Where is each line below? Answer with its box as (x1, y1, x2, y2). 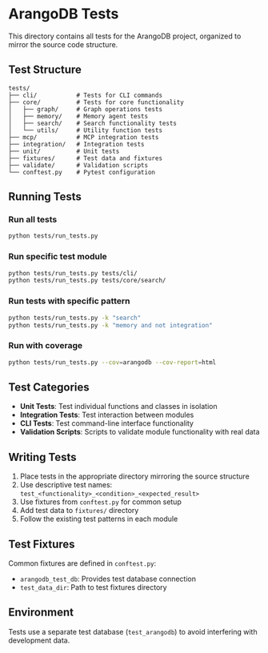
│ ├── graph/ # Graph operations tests (8, 105, 162, 113)
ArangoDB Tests (8, 5, 119, 23)
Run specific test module (8, 251, 108, 262)
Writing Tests (8, 450, 78, 464)
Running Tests (8, 190, 82, 204)
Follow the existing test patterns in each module (19, 514, 178, 524)
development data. (8, 635, 70, 645)
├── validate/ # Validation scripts (8, 161, 149, 169)
